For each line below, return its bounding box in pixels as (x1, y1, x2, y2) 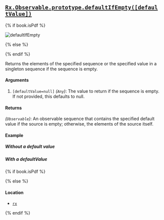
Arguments (5, 77, 29, 83)
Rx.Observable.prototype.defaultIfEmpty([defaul (5, 4, 158, 11)
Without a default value (5, 143, 55, 150)
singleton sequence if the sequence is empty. (5, 66, 98, 72)
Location (5, 189, 24, 195)
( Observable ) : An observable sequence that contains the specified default (5, 116, 155, 122)
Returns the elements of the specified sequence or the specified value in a (5, 60, 157, 66)
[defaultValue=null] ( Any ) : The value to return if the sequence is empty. (12, 88, 160, 94)
